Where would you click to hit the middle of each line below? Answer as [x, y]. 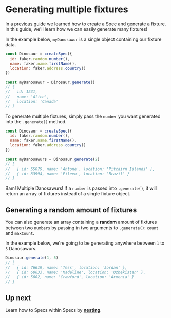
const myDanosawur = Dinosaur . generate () [50, 82]
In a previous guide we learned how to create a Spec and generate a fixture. [86, 24]
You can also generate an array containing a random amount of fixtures [81, 222]
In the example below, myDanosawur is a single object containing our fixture [83, 39]
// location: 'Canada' [32, 101]
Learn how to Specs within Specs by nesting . [53, 310]
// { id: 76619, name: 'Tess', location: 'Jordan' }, [66, 267]
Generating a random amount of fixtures [71, 210]
